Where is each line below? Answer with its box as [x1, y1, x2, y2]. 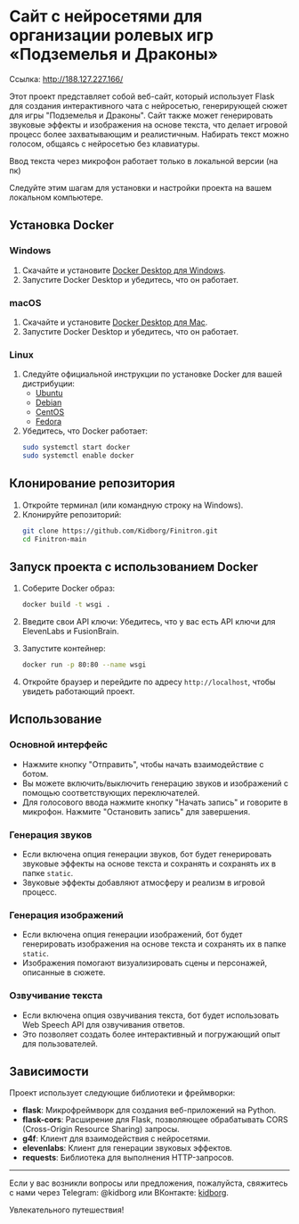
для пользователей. [21, 1038, 98, 1049]
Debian [35, 397, 62, 408]
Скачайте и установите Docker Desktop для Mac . [21, 317, 208, 327]
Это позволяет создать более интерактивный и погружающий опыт [21, 1029, 281, 1039]
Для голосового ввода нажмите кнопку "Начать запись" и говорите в [21, 797, 288, 807]
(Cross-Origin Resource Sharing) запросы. [21, 1124, 180, 1135]
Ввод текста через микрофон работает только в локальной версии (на [9, 155, 279, 166]
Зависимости [9, 1064, 89, 1079]
